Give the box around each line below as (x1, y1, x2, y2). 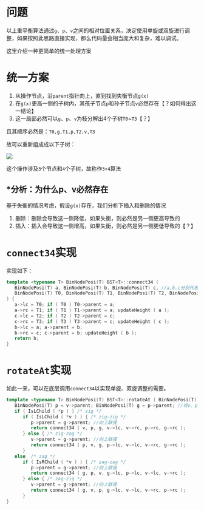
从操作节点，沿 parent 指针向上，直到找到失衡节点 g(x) (15, 92, 149, 99)
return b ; (14, 335, 39, 342)
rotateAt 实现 (6, 364, 72, 377)
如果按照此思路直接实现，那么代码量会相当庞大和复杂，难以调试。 (16, 34, 182, 41)
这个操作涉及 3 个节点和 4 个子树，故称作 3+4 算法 (6, 165, 121, 172)
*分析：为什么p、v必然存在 (6, 185, 109, 195)
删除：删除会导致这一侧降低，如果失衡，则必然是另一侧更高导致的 (15, 214, 180, 222)
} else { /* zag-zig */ (22, 476, 83, 482)
